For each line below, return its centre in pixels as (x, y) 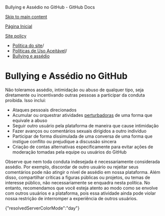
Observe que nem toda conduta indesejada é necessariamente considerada (82, 162)
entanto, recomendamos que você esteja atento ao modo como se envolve (82, 188)
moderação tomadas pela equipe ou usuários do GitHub (69, 152)
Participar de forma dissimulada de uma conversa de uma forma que (82, 136)
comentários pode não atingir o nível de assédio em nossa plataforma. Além (83, 172)
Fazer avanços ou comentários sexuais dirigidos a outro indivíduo (79, 131)
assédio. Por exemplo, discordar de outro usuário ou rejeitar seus (72, 167)
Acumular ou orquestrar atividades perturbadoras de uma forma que (82, 115)
